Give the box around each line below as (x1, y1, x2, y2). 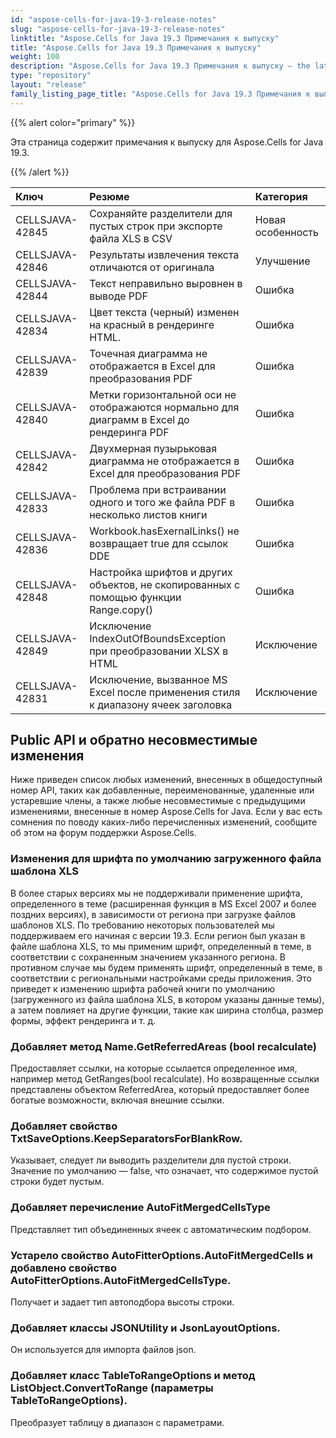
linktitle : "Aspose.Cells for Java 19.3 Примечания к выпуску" (10, 33, 280, 43)
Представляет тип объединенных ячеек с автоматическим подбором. (10, 1223, 312, 1235)
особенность (254, 225, 319, 239)
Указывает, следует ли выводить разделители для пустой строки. (10, 1154, 292, 1166)
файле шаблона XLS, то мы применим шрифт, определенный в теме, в (10, 940, 312, 952)
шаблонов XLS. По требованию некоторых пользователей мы (10, 919, 275, 931)
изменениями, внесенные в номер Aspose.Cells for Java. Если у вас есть (10, 806, 323, 818)
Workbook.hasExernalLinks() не (89, 524, 240, 538)
